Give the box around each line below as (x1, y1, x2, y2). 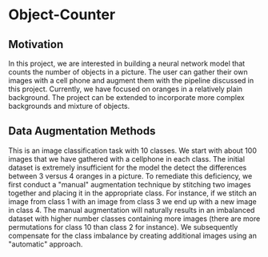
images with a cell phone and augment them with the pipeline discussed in (8, 76, 254, 85)
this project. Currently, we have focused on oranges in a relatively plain (8, 84, 242, 94)
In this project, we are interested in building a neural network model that (8, 58, 246, 68)
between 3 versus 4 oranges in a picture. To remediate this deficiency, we (8, 171, 253, 181)
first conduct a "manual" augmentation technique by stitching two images (8, 179, 251, 189)
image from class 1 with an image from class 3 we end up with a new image (8, 196, 258, 206)
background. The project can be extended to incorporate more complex (8, 93, 246, 102)
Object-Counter (8, 6, 116, 24)
